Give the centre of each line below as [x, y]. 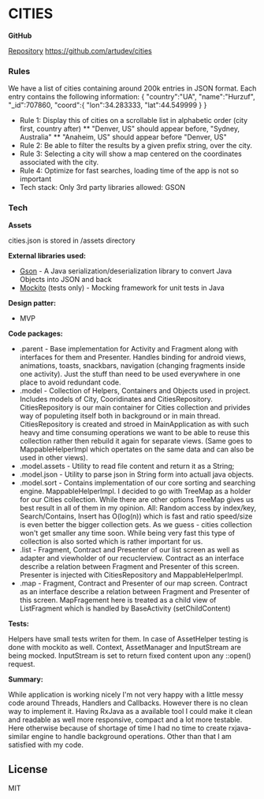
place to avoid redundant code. [70, 382]
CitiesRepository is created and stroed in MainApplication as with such [134, 424]
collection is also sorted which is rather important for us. [111, 541]
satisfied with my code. [46, 745]
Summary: [26, 679]
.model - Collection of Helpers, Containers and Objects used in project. [135, 390]
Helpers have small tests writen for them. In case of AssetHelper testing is [128, 638]
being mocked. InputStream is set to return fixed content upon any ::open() [130, 656]
